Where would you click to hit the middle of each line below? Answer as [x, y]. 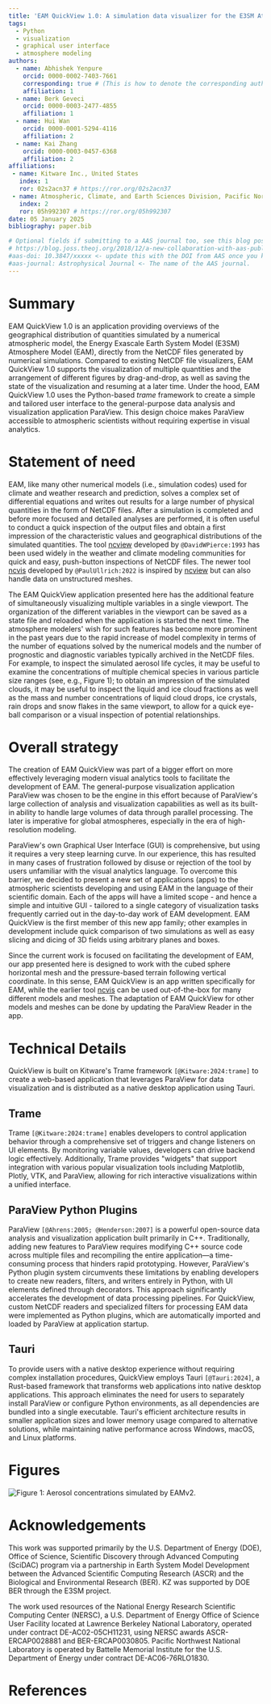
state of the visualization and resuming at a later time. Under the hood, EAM [134, 386]
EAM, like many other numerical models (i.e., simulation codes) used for [128, 484]
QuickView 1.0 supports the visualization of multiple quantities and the [125, 369]
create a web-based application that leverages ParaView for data [116, 1080]
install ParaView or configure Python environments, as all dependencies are [134, 1403]
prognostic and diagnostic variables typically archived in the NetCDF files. [131, 654]
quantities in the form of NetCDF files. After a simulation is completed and [131, 510]
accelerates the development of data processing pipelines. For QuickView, [132, 1298]
